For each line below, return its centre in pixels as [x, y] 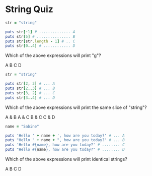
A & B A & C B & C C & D [30, 117]
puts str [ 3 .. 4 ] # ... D [30, 98]
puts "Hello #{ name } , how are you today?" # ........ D [65, 150]
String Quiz [29, 9]
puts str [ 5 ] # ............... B [40, 36]
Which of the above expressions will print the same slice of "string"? [76, 107]
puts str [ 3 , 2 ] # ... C [30, 93]
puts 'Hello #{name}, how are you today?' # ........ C [65, 145]
